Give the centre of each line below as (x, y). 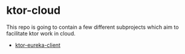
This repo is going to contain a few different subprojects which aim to (93, 27)
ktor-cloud (34, 10)
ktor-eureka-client (37, 45)
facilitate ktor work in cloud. (41, 33)
